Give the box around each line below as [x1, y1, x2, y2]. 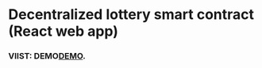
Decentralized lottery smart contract [8, 6, 254, 24]
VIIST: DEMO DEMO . [8, 51, 86, 62]
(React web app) [8, 22, 119, 40]
